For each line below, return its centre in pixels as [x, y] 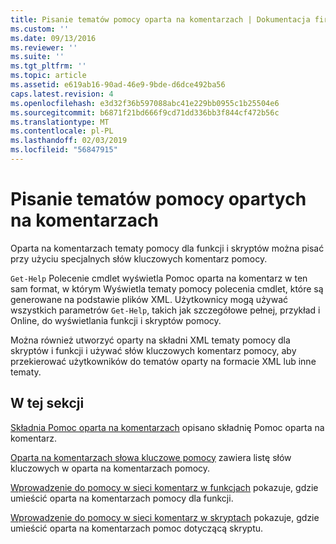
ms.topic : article [48, 76]
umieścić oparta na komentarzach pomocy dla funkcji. [122, 498]
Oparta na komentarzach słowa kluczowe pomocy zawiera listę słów [151, 457]
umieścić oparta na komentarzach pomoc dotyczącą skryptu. [137, 528]
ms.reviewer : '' [44, 47]
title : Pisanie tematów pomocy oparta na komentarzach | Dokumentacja [160, 19]
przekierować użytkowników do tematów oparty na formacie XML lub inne [163, 361]
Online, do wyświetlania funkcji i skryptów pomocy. [116, 320]
